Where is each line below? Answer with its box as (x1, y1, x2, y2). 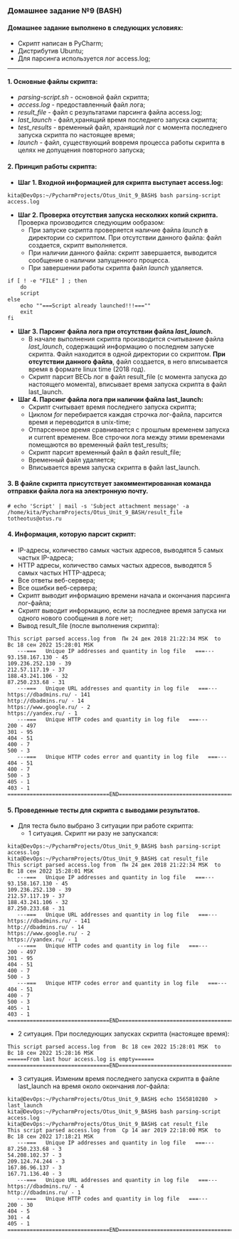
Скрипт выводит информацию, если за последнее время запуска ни (17, 606, 226, 615)
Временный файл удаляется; (28, 455, 116, 464)
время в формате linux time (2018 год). (28, 365, 146, 373)
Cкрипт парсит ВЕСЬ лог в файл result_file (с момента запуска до (28, 372, 228, 381)
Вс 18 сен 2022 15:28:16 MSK (7, 1050, 94, 1057)
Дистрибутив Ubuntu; (17, 47, 84, 55)
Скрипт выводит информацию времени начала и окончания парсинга (17, 591, 230, 600)
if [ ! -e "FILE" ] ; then (7, 277, 87, 285)
